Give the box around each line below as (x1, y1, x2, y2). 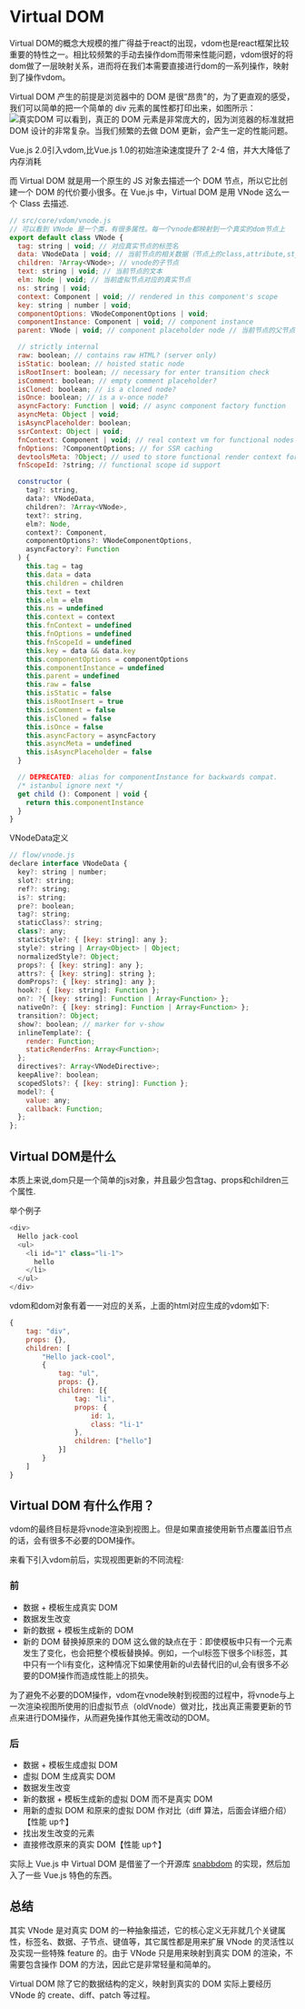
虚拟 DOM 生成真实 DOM (22, 1771, 116, 1782)
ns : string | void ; (17, 284, 92, 293)
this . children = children (25, 578, 124, 588)
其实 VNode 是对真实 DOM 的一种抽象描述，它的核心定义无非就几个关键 (9, 1924, 279, 1935)
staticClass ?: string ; (17, 919, 103, 928)
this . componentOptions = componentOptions (25, 655, 189, 664)
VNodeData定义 (9, 832, 69, 843)
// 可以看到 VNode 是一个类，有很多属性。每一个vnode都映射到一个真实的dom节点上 (9, 225, 286, 234)
